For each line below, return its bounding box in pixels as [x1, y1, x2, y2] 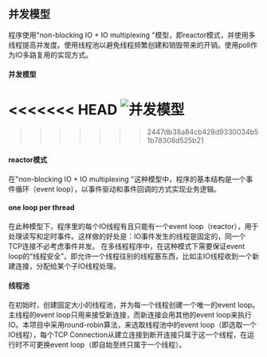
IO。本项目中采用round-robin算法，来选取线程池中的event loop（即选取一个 [8, 320, 257, 329]
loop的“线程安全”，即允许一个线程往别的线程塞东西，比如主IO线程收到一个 [8, 251, 253, 261]
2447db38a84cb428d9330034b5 [147, 127, 259, 137]
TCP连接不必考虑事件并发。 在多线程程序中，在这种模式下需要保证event [8, 241, 245, 250]
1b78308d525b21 [147, 136, 204, 146]
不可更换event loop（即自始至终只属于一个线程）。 [22, 340, 187, 349]
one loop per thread [8, 203, 75, 212]
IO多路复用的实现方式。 [14, 50, 93, 60]
